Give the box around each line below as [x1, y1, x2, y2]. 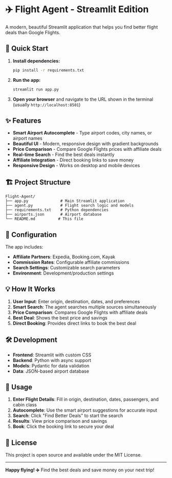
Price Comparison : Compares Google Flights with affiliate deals [12, 309, 148, 315]
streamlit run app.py [12, 87, 59, 92]
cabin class [12, 402, 37, 408]
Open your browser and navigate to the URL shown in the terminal [12, 96, 154, 102]
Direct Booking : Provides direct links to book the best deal [12, 320, 137, 326]
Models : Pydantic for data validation [12, 362, 90, 369]
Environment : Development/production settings [12, 270, 114, 276]
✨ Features [5, 116, 41, 125]
